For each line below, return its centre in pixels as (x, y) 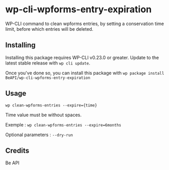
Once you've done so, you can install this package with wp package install (85, 73)
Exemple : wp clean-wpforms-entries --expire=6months (63, 124)
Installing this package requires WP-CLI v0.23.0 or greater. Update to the (82, 57)
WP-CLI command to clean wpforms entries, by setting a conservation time (85, 24)
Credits (17, 150)
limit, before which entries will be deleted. (49, 29)
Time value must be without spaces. (44, 115)
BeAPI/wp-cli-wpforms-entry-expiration (48, 78)
